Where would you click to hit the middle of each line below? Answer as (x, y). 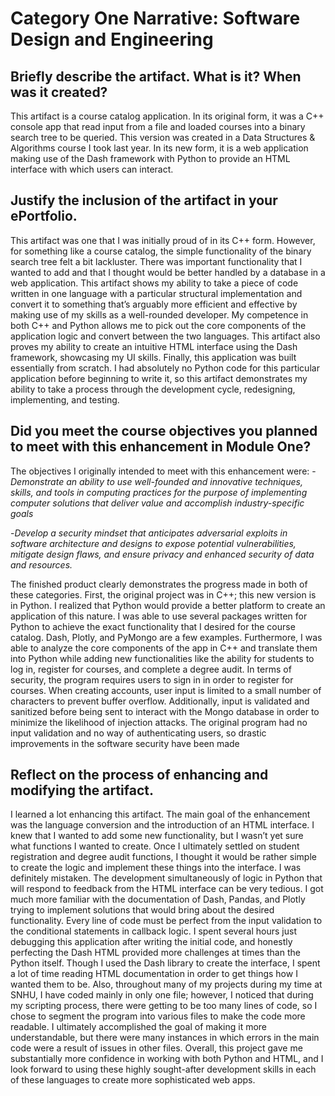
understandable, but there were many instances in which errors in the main (165, 1038)
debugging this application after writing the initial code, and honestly (151, 942)
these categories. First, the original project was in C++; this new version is (163, 594)
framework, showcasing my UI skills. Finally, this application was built (153, 357)
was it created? (59, 92)
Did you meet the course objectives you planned (164, 431)
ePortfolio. (44, 216)
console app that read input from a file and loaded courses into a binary (158, 126)
